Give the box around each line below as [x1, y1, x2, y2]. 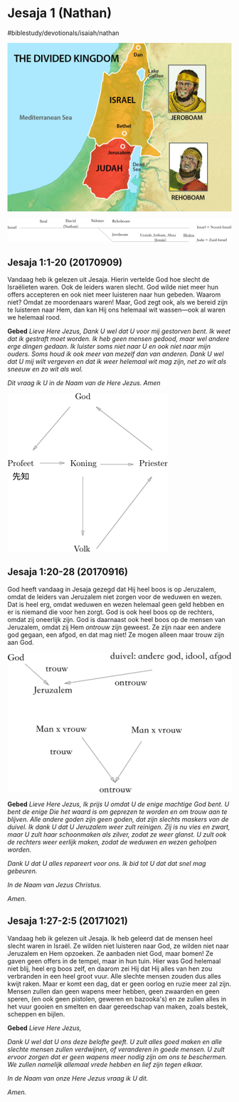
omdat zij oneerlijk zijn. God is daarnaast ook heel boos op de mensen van [7, 615, 225, 623]
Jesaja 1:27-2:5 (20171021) [7, 915, 128, 927]
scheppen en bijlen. [7, 1009, 65, 1018]
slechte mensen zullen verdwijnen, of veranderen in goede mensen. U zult [7, 1045, 225, 1053]
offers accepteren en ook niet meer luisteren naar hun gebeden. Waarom [7, 290, 221, 299]
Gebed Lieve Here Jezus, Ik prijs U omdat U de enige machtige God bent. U [7, 800, 230, 808]
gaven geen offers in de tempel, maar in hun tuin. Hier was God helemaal [7, 956, 221, 965]
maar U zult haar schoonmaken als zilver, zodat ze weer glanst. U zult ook [7, 830, 227, 839]
